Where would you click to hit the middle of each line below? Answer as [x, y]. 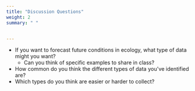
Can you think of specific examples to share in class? [89, 62]
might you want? [35, 57]
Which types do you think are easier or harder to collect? [85, 81]
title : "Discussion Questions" [45, 12]
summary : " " [22, 23]
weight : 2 [18, 17]
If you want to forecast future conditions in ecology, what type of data [100, 50]
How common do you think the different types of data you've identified [102, 69]
